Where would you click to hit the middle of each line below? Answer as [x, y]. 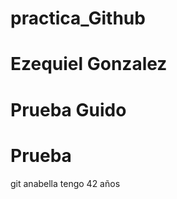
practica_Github [78, 18]
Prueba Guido [68, 109]
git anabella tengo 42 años [65, 183]
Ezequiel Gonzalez [89, 64]
